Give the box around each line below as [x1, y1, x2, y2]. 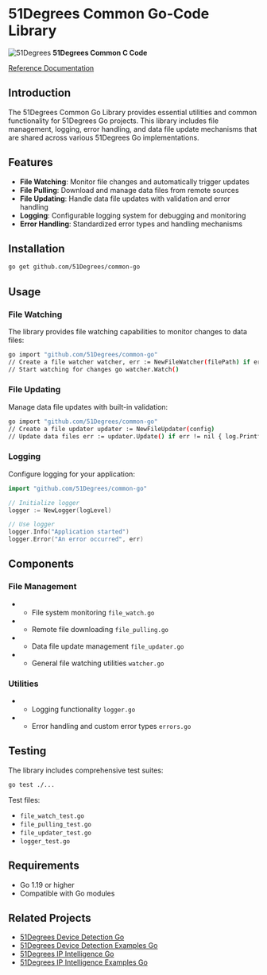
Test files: [8, 795, 41, 804]
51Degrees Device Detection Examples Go [19, 941, 158, 950]
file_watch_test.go [19, 811, 85, 820]
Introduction [8, 87, 72, 100]
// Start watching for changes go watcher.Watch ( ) [8, 365, 180, 373]
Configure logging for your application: [8, 469, 135, 479]
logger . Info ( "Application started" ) [8, 528, 130, 536]
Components [8, 557, 74, 571]
